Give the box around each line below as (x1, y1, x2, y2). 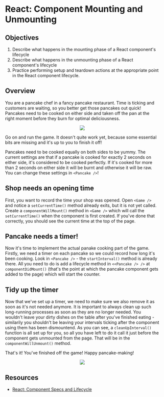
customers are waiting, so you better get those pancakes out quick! (5, 105, 141, 111)
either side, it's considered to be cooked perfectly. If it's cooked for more (5, 159, 153, 165)
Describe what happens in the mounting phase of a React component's (12, 47, 156, 52)
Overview (5, 87, 36, 95)
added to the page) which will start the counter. (5, 271, 101, 277)
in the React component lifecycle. (12, 73, 80, 78)
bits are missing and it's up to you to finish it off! (5, 139, 102, 145)
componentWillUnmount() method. (5, 340, 71, 346)
